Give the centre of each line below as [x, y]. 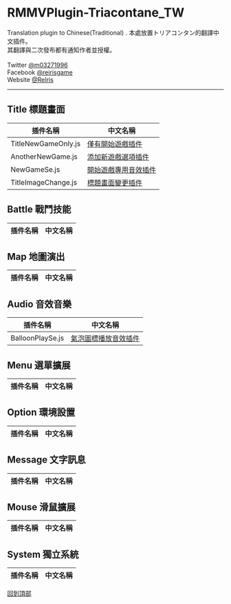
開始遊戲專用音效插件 [122, 170]
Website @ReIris [30, 79]
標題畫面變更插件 [115, 183]
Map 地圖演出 [36, 256]
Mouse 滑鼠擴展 [41, 507]
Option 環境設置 [41, 413]
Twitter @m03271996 [37, 65]
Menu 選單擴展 [39, 365]
